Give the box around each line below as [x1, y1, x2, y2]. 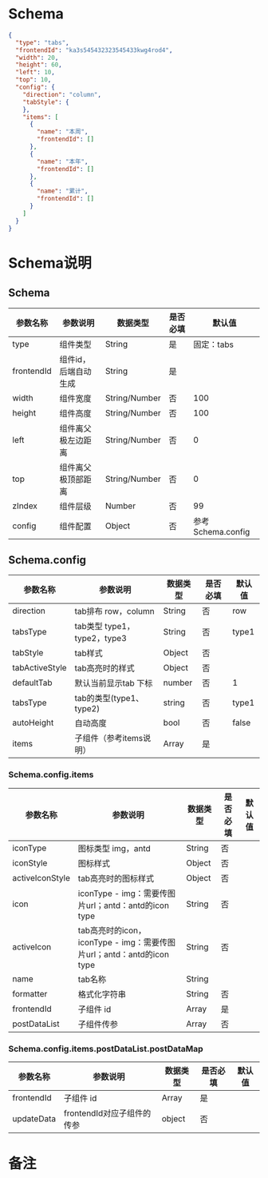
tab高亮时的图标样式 [77, 873, 154, 884]
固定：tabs [193, 339, 234, 350]
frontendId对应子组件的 [63, 1108, 152, 1119]
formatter [12, 988, 48, 999]
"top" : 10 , [15, 76, 52, 84]
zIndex [12, 500, 38, 511]
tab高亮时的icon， [77, 925, 146, 936]
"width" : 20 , [15, 54, 59, 62]
